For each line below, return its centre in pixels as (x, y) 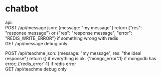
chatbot (22, 9)
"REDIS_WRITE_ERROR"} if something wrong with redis (62, 38)
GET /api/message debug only (36, 43)
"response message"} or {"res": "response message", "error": (69, 33)
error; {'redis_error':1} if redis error (41, 64)
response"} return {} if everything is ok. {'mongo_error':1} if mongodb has (81, 58)
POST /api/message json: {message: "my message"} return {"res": (74, 27)
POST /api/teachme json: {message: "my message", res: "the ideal (73, 53)
